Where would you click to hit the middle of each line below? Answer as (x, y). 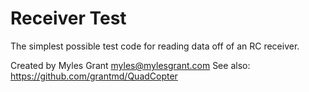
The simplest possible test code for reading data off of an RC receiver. (155, 46)
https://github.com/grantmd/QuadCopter (94, 76)
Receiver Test (68, 18)
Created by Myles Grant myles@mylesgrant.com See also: (130, 65)
